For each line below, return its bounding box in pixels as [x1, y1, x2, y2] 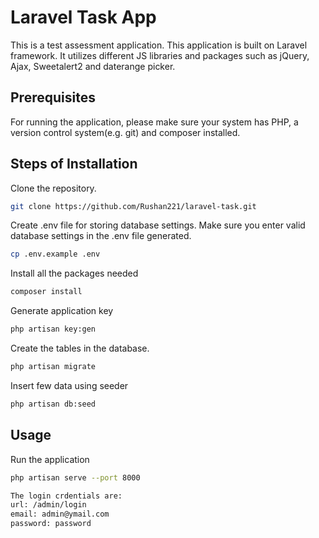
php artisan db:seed [10, 399, 97, 409]
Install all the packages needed [10, 267, 139, 280]
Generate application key [10, 305, 114, 317]
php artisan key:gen [10, 324, 97, 335]
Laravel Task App [10, 6, 157, 29]
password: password [10, 519, 92, 529]
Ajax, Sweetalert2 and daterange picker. [10, 60, 176, 72]
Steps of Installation [10, 156, 138, 173]
